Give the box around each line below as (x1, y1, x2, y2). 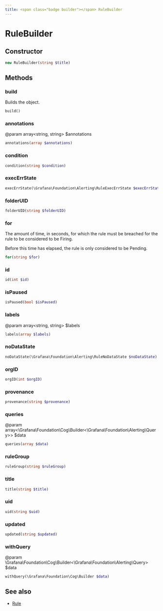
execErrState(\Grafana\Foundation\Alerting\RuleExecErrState (5, 186, 131, 191)
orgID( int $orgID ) (5, 377, 42, 382)
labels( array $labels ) (5, 332, 51, 337)
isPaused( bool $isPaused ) (5, 300, 57, 305)
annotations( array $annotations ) (5, 140, 73, 146)
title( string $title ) (5, 487, 49, 491)
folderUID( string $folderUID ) (5, 208, 66, 213)
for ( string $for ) (5, 255, 40, 260)
